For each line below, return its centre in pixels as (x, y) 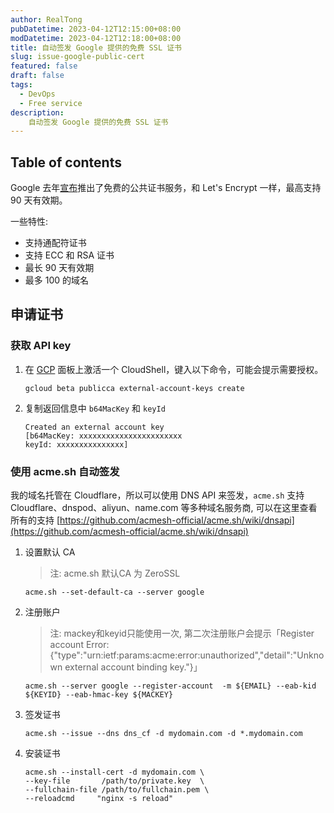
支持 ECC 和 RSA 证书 (69, 255)
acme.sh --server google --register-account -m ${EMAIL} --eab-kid (170, 686)
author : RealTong (46, 19)
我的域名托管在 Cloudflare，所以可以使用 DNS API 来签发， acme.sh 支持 (157, 495)
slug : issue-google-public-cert (77, 57)
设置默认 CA (50, 552)
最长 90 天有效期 (59, 268)
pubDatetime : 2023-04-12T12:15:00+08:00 (96, 29)
